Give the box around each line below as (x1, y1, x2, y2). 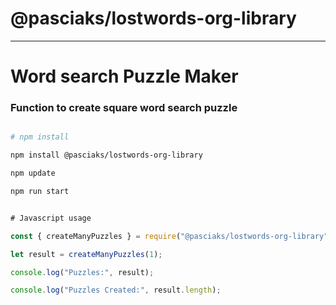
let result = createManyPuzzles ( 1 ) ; (10, 249, 163, 259)
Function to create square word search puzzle (10, 101, 238, 115)
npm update (10, 168, 56, 179)
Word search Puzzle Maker (10, 65, 239, 88)
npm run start (10, 187, 70, 197)
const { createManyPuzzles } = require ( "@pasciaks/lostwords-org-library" (10, 231, 329, 241)
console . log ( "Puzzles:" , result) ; (10, 267, 155, 277)
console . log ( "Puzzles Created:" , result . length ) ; (10, 285, 222, 296)
